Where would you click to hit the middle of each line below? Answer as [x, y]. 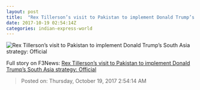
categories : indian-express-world [50, 28]
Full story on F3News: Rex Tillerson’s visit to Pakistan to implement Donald [98, 63]
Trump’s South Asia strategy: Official [51, 70]
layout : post [23, 12]
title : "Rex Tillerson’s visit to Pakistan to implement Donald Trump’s [101, 17]
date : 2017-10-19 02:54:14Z [41, 23]
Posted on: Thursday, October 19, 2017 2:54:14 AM [84, 81]
